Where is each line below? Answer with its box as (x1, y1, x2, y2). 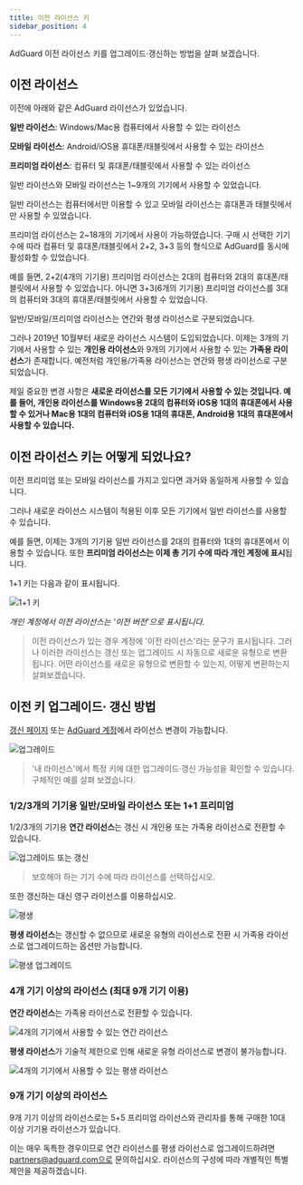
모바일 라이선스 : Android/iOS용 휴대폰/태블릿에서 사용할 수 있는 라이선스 (9, 141, 265, 152)
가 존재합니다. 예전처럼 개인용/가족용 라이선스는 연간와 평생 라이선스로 (24, 355, 271, 366)
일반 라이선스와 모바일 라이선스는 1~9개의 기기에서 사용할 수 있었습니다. (9, 180, 262, 190)
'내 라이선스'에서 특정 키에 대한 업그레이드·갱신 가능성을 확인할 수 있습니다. (31, 762, 295, 773)
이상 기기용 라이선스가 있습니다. (9, 1123, 121, 1134)
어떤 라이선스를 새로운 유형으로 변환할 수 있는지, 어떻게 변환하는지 (58, 658, 290, 669)
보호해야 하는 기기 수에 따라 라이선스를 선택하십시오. (31, 871, 215, 882)
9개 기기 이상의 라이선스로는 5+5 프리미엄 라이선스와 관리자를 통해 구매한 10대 (9, 1112, 286, 1122)
